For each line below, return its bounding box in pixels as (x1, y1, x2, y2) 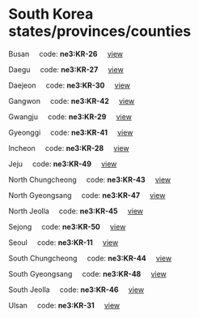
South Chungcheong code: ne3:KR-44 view (8, 253, 172, 263)
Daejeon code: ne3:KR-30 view (8, 80, 131, 90)
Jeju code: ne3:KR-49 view (8, 159, 117, 169)
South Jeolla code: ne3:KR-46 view (8, 285, 144, 294)
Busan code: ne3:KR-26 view (8, 49, 124, 58)
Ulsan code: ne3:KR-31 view (8, 300, 121, 310)
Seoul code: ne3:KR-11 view (8, 237, 119, 247)
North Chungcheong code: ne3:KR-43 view (8, 174, 171, 184)
